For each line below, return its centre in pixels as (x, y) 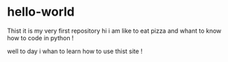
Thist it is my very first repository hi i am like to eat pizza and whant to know (114, 31)
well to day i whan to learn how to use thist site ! (75, 51)
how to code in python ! (40, 37)
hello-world (41, 12)
